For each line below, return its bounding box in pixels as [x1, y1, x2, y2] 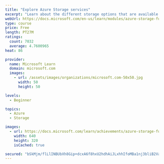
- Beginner [9, 97, 32, 103]
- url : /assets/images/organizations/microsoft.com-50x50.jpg [14, 75, 143, 80]
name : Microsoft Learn [9, 62, 56, 67]
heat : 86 [5, 48, 23, 53]
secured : [5, 151, 23, 157]
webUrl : [5, 16, 21, 21]
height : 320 [14, 138, 38, 143]
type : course [5, 21, 32, 26]
